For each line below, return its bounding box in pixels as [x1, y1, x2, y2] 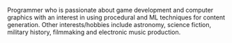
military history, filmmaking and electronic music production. [7, 28, 181, 36]
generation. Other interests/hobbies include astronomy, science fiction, [7, 21, 212, 28]
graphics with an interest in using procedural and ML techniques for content [7, 13, 225, 21]
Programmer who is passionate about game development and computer [7, 6, 214, 14]
